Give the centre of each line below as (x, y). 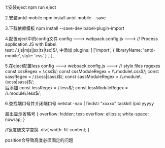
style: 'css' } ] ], (38, 55)
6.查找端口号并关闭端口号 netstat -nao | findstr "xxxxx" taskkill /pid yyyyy (80, 103)
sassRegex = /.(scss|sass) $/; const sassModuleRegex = (62, 76)
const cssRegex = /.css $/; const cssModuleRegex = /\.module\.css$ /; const (82, 71)
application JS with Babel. (32, 44)
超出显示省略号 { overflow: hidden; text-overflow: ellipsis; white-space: (77, 114)
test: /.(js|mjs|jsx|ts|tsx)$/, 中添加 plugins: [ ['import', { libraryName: (74, 50)
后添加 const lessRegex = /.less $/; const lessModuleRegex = (66, 88)
